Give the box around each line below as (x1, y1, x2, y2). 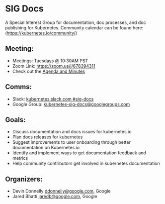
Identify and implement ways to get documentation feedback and (12, 150, 147, 156)
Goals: (5, 115, 26, 124)
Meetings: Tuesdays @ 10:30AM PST (12, 58, 88, 64)
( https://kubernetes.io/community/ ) (5, 30, 78, 36)
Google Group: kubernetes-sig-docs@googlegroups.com (12, 101, 130, 107)
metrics (12, 155, 28, 161)
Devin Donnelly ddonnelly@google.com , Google (12, 188, 111, 194)
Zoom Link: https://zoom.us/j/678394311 (12, 63, 95, 69)
